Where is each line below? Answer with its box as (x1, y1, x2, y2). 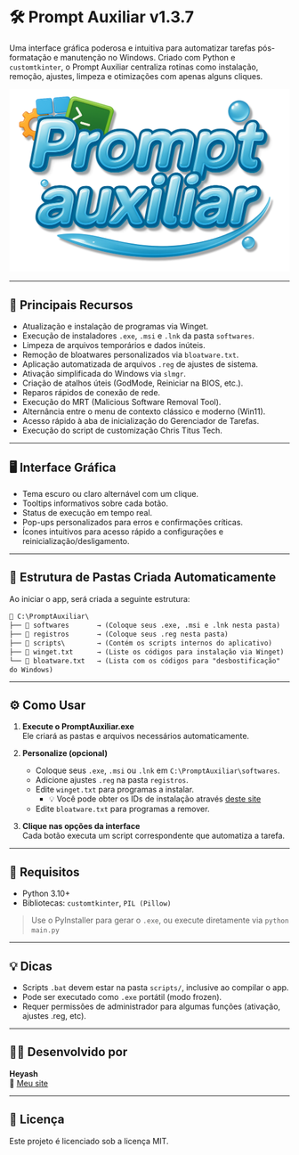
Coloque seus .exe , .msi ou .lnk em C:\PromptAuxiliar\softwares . (35, 765, 280, 776)
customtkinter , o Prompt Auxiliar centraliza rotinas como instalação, (9, 61, 259, 72)
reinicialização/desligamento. (21, 535, 131, 546)
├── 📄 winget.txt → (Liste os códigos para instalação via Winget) (9, 647, 285, 656)
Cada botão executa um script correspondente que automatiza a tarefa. (21, 830, 286, 842)
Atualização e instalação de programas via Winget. (21, 321, 209, 332)
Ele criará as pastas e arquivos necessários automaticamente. (21, 731, 250, 742)
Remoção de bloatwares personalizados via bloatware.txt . (21, 349, 239, 361)
